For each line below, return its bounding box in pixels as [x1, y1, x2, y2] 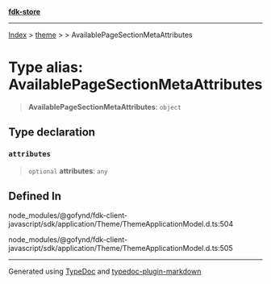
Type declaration [8, 125, 95, 140]
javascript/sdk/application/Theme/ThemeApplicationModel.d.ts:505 [8, 244, 233, 253]
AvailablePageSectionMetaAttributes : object [27, 102, 181, 111]
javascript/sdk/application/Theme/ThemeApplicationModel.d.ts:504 [8, 219, 234, 229]
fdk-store [8, 7, 41, 16]
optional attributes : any [27, 165, 108, 176]
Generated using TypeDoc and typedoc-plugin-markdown [8, 266, 202, 277]
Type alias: [8, 58, 83, 77]
